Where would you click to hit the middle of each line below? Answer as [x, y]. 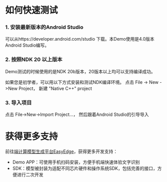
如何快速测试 [32, 10]
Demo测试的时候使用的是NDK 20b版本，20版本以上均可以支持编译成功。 [80, 71]
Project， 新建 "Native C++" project [55, 88]
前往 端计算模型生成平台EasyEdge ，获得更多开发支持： [61, 151]
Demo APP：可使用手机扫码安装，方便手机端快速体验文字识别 [76, 162]
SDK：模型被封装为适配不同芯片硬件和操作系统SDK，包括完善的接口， [85, 168]
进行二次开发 [30, 175]
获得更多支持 [32, 137]
